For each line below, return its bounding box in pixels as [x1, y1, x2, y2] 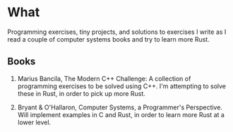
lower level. [17, 118, 52, 126]
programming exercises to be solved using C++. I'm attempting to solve [17, 82, 226, 90]
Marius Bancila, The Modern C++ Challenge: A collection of [17, 74, 191, 83]
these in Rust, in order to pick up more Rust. [17, 89, 146, 97]
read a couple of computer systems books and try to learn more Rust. [7, 35, 210, 43]
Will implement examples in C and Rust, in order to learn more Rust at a [17, 110, 225, 119]
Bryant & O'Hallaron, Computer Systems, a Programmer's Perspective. [17, 103, 222, 112]
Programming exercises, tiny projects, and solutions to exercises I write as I [7, 28, 227, 36]
